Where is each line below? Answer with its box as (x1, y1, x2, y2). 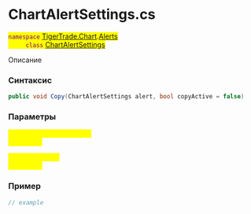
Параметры (8, 112, 57, 123)
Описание (8, 55, 42, 65)
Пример (8, 181, 42, 192)
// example (8, 198, 44, 206)
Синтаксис (8, 75, 53, 86)
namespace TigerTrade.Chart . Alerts (8, 31, 118, 41)
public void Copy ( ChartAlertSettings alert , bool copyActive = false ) (8, 93, 245, 101)
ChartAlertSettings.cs (8, 6, 156, 24)
